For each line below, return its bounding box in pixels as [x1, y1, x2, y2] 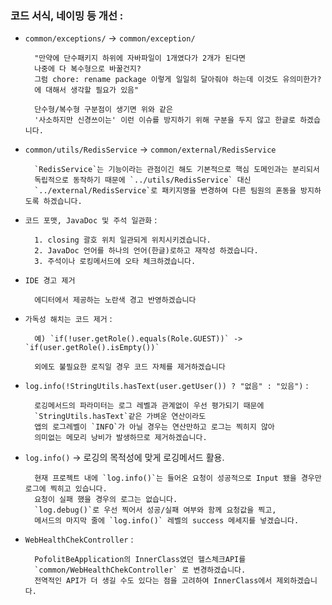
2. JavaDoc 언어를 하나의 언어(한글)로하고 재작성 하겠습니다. [34, 246, 259, 256]
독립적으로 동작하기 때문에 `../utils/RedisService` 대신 [34, 175, 252, 186]
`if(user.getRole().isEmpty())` [24, 343, 160, 353]
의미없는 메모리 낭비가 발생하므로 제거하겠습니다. [34, 433, 208, 443]
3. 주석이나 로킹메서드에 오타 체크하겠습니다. [34, 257, 197, 267]
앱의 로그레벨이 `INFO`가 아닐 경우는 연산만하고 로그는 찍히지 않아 [34, 422, 275, 432]
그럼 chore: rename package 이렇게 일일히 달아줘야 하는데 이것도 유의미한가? [34, 75, 322, 85]
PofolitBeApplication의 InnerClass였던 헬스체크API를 [34, 555, 247, 565]
